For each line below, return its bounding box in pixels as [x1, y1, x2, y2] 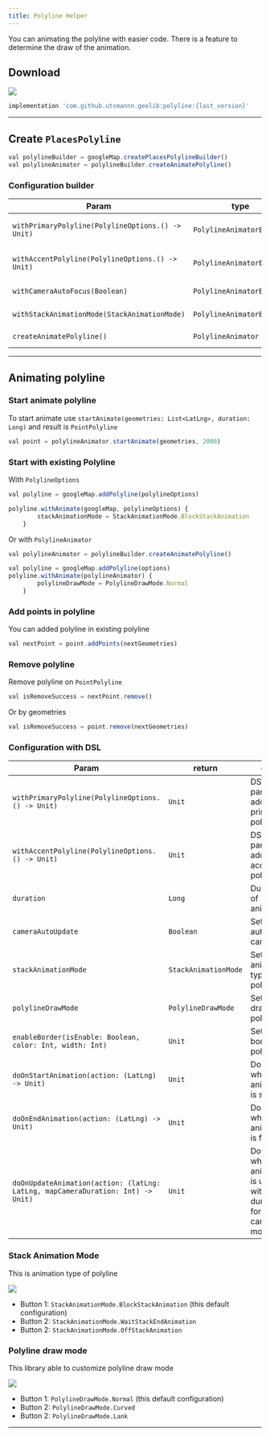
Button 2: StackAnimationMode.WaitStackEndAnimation [19, 1316, 197, 1326]
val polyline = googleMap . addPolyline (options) [8, 564, 171, 572]
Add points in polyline [8, 605, 96, 617]
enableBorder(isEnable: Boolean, [12, 1033, 141, 1042]
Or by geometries [8, 708, 67, 717]
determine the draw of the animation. [8, 42, 131, 52]
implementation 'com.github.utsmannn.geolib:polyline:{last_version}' [8, 102, 250, 110]
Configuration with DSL [8, 742, 102, 753]
